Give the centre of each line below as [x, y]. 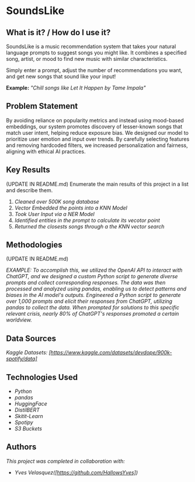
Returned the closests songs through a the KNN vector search [89, 226]
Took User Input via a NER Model [55, 214]
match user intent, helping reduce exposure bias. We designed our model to [97, 132]
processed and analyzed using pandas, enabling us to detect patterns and [96, 289]
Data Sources [31, 338]
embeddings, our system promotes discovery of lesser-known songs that [94, 127]
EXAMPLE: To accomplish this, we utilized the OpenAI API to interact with [94, 270]
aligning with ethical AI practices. [46, 151]
